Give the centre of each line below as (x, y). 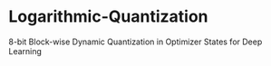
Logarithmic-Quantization (108, 17)
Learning (25, 51)
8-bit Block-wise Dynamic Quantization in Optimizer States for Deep (135, 42)
